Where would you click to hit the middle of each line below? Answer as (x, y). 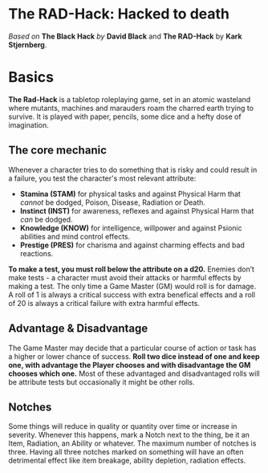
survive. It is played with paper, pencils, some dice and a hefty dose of (125, 116)
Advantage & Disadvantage (78, 329)
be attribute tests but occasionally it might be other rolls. (102, 381)
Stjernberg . (28, 44)
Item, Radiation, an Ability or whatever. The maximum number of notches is (132, 443)
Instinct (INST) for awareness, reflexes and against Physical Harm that (137, 210)
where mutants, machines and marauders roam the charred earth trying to (131, 108)
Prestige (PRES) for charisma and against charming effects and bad (132, 245)
